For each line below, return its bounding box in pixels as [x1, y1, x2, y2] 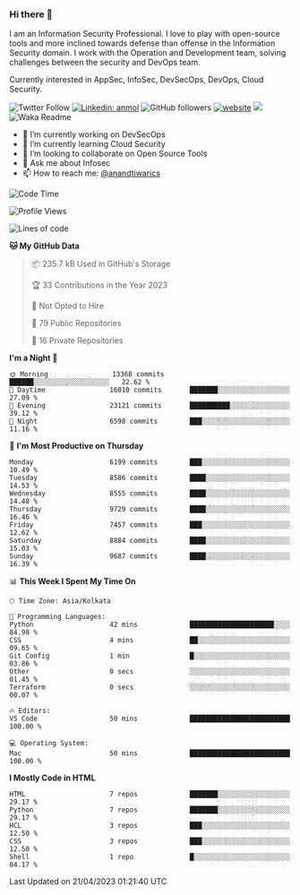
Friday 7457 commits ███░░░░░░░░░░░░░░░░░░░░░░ [9, 521, 291, 529]
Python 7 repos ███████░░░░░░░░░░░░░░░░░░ [9, 805, 291, 814]
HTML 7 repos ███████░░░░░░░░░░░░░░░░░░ [9, 790, 291, 799]
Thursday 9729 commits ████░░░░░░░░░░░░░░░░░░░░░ [9, 505, 291, 514]
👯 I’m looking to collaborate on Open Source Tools [21, 148, 208, 159]
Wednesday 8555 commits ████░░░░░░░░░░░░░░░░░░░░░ [9, 489, 291, 498]
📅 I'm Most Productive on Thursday [9, 441, 144, 452]
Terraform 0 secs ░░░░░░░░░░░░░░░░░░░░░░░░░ [9, 683, 291, 693]
